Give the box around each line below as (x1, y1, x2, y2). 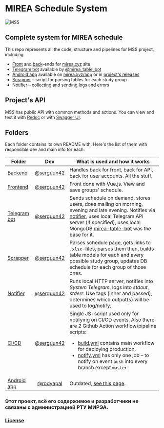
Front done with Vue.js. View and (69, 181, 145, 188)
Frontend (7, 184, 28, 190)
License (5, 417, 24, 424)
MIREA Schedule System (5, 3, 107, 14)
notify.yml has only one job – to (78, 352, 149, 359)
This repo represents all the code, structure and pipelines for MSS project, (5, 46, 154, 52)
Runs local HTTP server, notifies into (69, 278, 153, 285)
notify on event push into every (78, 358, 148, 365)
